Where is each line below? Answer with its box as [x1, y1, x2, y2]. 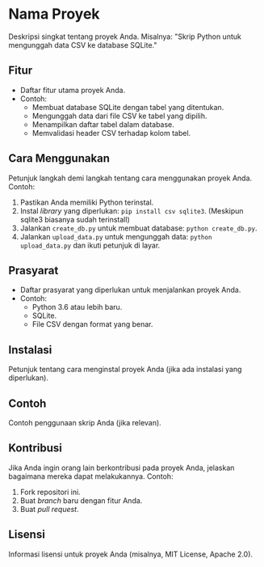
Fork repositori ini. [19, 487, 81, 497]
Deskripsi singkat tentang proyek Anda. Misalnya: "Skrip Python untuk [8, 32, 242, 41]
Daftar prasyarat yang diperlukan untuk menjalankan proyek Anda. [19, 285, 241, 295]
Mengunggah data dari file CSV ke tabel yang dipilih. [31, 111, 207, 121]
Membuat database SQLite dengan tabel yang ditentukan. [31, 102, 224, 112]
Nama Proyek [8, 5, 100, 23]
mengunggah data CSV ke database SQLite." [8, 40, 157, 49]
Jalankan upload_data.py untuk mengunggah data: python [19, 231, 212, 241]
